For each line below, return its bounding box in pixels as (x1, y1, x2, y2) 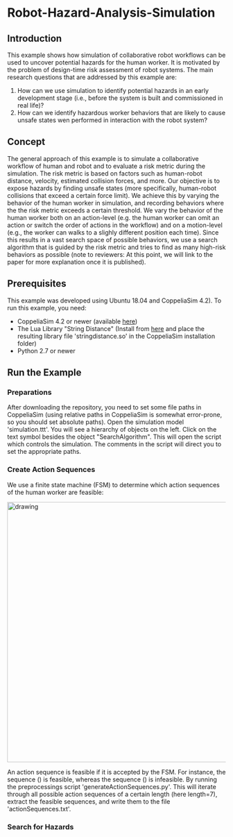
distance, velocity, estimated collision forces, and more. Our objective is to (7, 176, 221, 185)
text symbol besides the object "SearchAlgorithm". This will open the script (7, 432, 222, 441)
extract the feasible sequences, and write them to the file (7, 797, 171, 806)
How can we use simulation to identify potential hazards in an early (17, 87, 209, 94)
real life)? (17, 101, 44, 109)
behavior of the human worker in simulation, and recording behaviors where (7, 198, 224, 207)
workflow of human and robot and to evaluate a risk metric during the (7, 162, 206, 170)
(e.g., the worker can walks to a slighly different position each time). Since (7, 228, 219, 237)
